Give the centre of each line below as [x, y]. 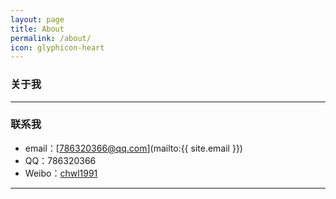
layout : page [37, 19]
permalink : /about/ [51, 38]
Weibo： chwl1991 [61, 173]
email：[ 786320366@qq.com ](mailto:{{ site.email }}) [133, 148]
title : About [37, 29]
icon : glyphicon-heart [57, 47]
